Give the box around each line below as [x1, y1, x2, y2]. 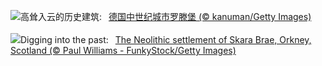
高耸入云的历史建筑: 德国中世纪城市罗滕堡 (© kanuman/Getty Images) [20, 11, 312, 22]
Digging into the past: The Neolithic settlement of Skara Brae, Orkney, [20, 34, 312, 45]
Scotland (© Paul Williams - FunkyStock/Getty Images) [10, 45, 237, 56]
